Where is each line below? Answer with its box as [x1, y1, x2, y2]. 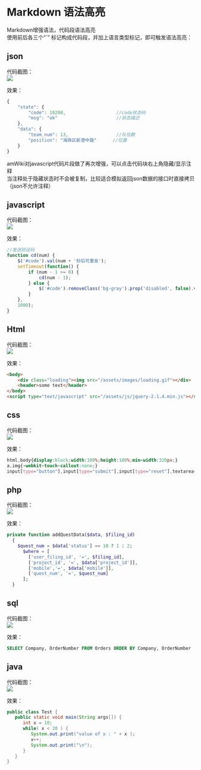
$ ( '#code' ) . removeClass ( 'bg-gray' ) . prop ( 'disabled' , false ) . [38, 285, 194, 292]
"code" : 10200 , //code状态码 [28, 110, 146, 116]
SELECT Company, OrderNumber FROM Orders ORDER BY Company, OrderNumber [7, 645, 191, 651]
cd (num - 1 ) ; [38, 275, 71, 281]
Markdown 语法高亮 [7, 5, 106, 19]
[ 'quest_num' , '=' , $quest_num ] [28, 570, 109, 577]
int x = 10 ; [22, 720, 52, 726]
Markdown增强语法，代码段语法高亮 [7, 26, 96, 33]
